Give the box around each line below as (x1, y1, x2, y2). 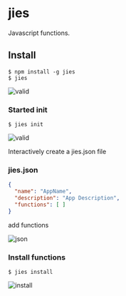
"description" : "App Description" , (14, 195, 120, 202)
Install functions (8, 252, 66, 262)
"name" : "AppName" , (14, 188, 73, 195)
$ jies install (8, 269, 53, 276)
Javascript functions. (8, 29, 70, 37)
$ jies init (8, 121, 43, 128)
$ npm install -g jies (8, 68, 75, 76)
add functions (8, 220, 49, 229)
